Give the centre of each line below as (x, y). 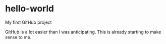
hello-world (30, 9)
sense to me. (18, 37)
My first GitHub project (28, 22)
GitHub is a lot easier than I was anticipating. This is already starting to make (83, 32)
